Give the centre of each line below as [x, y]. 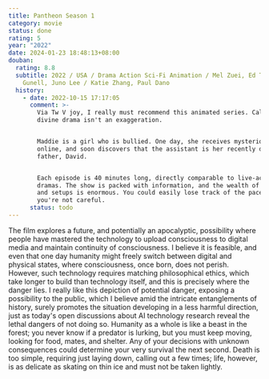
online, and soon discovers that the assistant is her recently [147, 149]
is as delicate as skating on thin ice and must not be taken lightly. [115, 366]
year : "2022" [30, 46]
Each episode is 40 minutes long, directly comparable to [136, 178]
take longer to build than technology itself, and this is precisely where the [129, 281]
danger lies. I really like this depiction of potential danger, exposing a [121, 290]
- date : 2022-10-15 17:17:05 [71, 98]
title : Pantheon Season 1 [51, 16]
